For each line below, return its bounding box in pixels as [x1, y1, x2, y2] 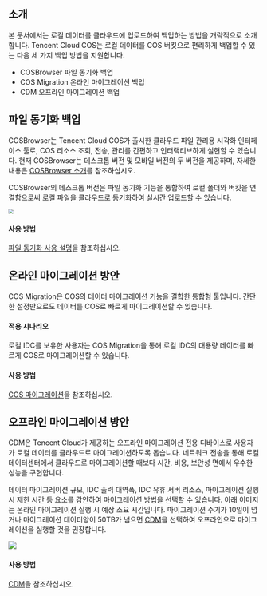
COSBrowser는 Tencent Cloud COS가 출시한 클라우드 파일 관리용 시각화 [8, 135, 237, 145]
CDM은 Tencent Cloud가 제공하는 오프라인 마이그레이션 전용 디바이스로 [8, 438, 233, 447]
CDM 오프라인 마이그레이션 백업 [19, 87, 120, 97]
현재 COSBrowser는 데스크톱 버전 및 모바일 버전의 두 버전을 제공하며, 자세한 [18, 155, 257, 165]
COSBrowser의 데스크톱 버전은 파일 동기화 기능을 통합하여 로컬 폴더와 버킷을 [8, 182, 249, 192]
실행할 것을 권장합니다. [35, 525, 107, 534]
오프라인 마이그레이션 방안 [8, 415, 129, 429]
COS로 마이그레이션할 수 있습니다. [22, 351, 130, 360]
